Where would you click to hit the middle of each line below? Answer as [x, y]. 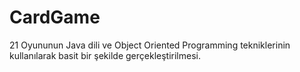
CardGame [55, 17]
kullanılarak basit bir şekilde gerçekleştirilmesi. [105, 55]
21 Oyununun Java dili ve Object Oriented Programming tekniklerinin [150, 45]
